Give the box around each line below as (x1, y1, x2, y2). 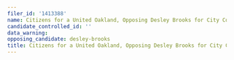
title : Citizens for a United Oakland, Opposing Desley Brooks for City (7, 42, 223, 49)
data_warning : (7, 29, 49, 37)
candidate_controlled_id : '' (7, 23, 92, 30)
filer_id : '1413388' (7, 10, 68, 17)
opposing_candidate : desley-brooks (7, 36, 111, 43)
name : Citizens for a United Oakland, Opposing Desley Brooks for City (7, 17, 219, 23)
